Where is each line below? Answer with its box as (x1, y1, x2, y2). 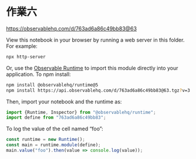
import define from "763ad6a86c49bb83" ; (6, 115, 107, 120)
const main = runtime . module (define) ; (6, 142, 101, 148)
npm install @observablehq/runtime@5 (6, 82, 99, 88)
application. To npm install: (6, 71, 72, 78)
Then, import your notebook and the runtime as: (6, 98, 122, 105)
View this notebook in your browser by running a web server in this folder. (6, 36, 185, 43)
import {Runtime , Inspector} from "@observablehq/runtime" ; (6, 109, 157, 115)
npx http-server (6, 54, 46, 60)
